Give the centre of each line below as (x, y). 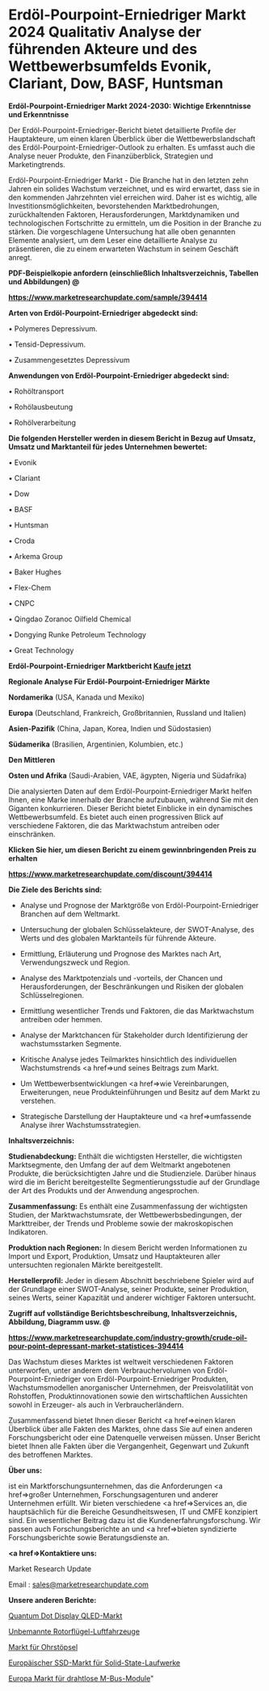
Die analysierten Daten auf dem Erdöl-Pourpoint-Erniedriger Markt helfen (130, 791)
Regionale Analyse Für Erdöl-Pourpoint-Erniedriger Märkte (109, 681)
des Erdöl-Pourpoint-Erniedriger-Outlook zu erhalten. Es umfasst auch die (132, 147)
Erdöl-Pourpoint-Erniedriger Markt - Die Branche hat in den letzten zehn (128, 180)
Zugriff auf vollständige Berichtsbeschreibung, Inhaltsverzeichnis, (123, 1313)
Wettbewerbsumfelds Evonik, (110, 67)
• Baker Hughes (35, 572)
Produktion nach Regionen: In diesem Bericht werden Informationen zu (128, 1247)
